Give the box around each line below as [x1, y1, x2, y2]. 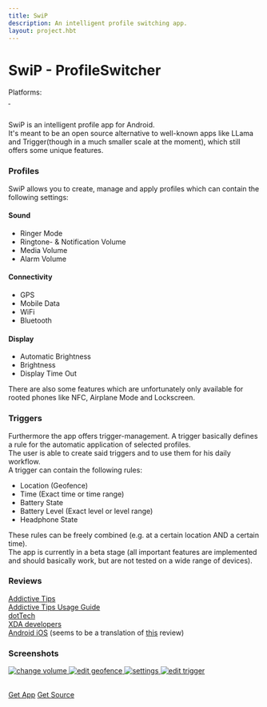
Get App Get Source [8, 690, 74, 700]
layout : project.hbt [8, 26, 78, 34]
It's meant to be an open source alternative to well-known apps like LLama [8, 129, 254, 139]
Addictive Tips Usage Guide [8, 602, 101, 612]
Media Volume [19, 245, 68, 255]
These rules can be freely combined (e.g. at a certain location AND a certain [8, 530, 260, 540]
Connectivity [8, 272, 53, 282]
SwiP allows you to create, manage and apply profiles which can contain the [8, 183, 260, 193]
